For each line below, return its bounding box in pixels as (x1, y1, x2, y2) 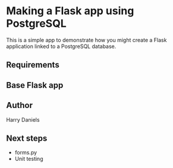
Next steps (6, 133, 48, 143)
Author (6, 100, 33, 110)
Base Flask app (6, 80, 64, 90)
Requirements (6, 60, 59, 70)
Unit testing (14, 156, 43, 163)
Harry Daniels (6, 116, 40, 123)
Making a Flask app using (6, 4, 134, 18)
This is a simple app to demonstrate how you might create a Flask (6, 36, 167, 43)
